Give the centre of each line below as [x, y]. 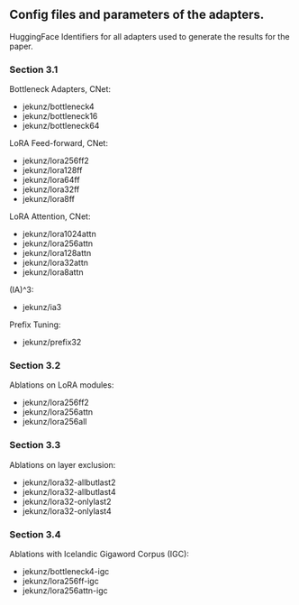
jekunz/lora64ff [51, 180]
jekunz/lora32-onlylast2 [67, 501]
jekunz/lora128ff [52, 170]
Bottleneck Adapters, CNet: [60, 89]
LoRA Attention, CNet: [50, 216]
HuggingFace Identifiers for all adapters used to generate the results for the [149, 36]
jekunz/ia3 [42, 307]
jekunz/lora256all [54, 422]
